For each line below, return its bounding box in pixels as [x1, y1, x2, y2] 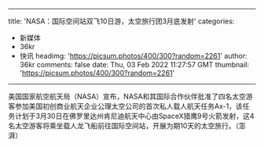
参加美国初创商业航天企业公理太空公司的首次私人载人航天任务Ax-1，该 [14, 102, 244, 110]
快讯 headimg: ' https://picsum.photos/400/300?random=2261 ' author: [19, 52, 247, 60]
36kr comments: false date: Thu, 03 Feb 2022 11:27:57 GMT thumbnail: [19, 60, 250, 69]
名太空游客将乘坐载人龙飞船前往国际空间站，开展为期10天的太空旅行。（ [8, 121, 240, 130]
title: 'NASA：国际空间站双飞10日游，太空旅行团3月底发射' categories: [8, 16, 235, 26]
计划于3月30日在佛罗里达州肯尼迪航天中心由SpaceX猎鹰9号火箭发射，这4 [14, 111, 255, 120]
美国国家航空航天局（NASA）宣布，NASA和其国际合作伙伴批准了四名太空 [8, 91, 246, 101]
